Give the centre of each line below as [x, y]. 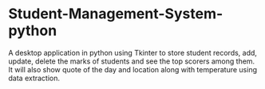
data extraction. [34, 78]
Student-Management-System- [116, 14]
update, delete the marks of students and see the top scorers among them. [132, 61]
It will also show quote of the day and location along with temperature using [133, 69]
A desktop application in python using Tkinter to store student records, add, [133, 52]
